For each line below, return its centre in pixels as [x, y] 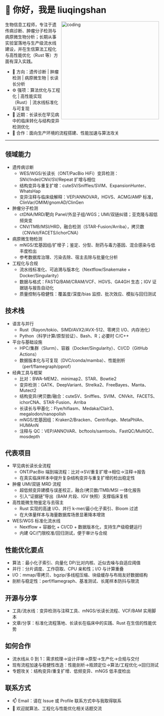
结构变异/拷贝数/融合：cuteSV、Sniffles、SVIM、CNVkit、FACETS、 [88, 396]
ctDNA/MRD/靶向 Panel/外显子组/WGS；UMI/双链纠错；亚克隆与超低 [88, 214]
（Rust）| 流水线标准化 [35, 102]
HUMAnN [29, 425]
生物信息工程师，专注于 [29, 24]
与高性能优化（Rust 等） [30, 55]
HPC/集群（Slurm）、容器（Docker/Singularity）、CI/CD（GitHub [83, 348]
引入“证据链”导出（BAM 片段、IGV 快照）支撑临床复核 [74, 496]
